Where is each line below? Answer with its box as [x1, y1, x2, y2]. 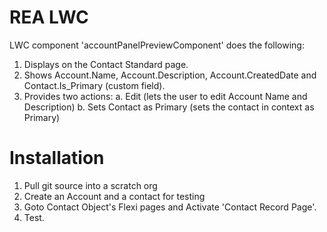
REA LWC [9, 6, 89, 29]
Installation [9, 147, 105, 170]
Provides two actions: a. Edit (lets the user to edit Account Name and [23, 90, 308, 102]
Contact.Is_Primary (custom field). [23, 79, 166, 91]
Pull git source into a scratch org [23, 179, 158, 191]
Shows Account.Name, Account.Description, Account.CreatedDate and [23, 69, 317, 81]
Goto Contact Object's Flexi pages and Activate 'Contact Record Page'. [23, 201, 317, 213]
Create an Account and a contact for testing [23, 190, 206, 202]
